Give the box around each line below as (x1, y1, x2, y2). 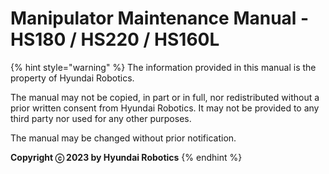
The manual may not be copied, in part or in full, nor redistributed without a (10, 91, 320, 103)
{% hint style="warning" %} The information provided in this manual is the (10, 61, 317, 73)
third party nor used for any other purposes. (10, 112, 192, 124)
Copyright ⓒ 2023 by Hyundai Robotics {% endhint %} (10, 151, 243, 163)
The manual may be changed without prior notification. (10, 132, 237, 144)
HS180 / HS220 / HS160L (10, 28, 220, 51)
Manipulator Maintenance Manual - (10, 7, 310, 30)
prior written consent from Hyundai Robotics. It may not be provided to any (10, 102, 320, 114)
